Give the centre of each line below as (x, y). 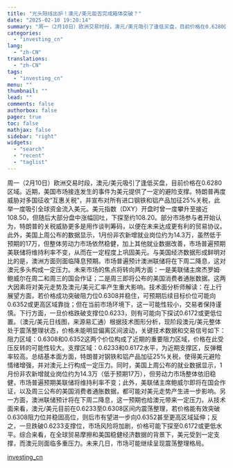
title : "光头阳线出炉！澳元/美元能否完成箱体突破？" (75, 14)
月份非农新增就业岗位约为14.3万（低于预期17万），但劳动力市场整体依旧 (109, 374)
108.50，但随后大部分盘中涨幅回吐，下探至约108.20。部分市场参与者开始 (112, 217)
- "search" (29, 149)
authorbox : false (32, 110)
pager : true (24, 117)
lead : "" (20, 98)
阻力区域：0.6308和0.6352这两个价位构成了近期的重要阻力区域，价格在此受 (115, 339)
